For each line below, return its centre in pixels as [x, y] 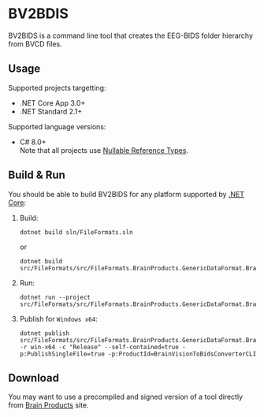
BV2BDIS [39, 14]
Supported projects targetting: [57, 87]
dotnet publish [45, 333]
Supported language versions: [57, 126]
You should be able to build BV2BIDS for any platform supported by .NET [126, 194]
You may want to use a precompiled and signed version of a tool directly [125, 397]
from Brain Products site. [48, 405]
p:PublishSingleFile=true [62, 354]
